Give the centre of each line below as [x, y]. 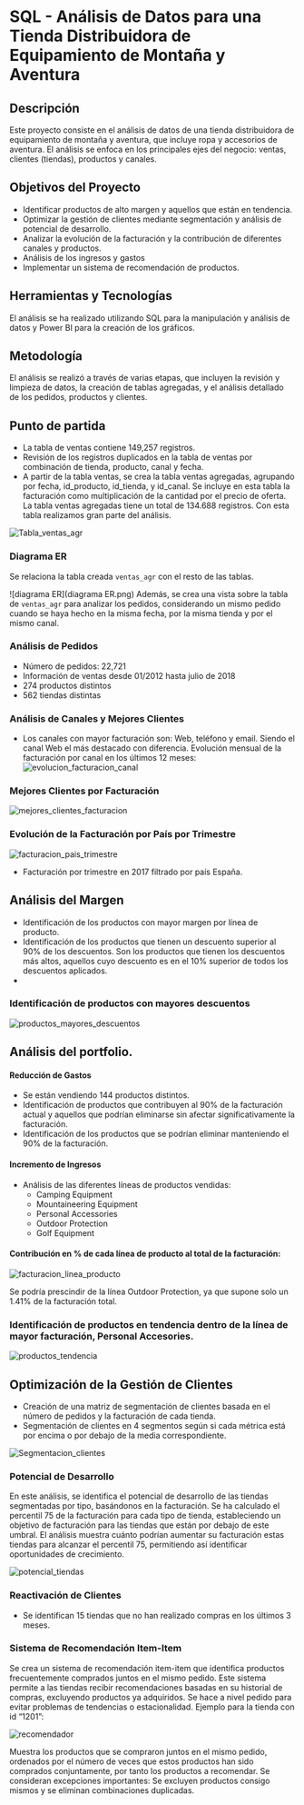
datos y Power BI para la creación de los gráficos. [102, 327]
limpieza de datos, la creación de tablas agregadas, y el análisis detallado [147, 387]
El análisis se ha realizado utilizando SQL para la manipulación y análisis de [150, 318]
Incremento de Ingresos [55, 1164]
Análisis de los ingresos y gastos [83, 257]
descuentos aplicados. [65, 971]
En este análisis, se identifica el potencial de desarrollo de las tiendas [139, 1496]
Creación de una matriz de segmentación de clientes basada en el [146, 1406]
